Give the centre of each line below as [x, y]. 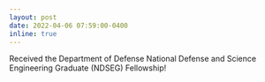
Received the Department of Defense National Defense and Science [133, 59]
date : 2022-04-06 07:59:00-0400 [68, 26]
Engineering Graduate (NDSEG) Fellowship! [88, 68]
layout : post [33, 17]
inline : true [33, 34]
